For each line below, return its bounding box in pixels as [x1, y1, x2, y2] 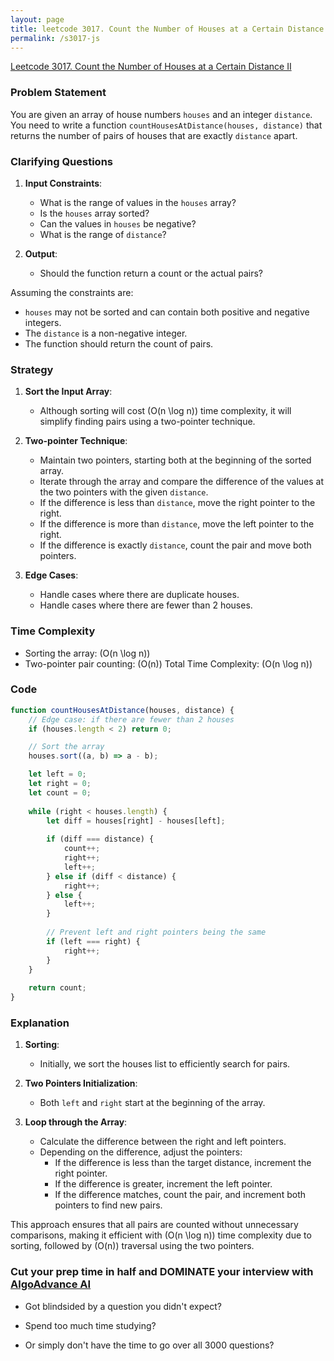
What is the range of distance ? [39, 228, 167, 240]
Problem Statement [10, 86, 107, 100]
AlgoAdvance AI [10, 1277, 92, 1291]
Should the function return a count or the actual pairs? [39, 267, 263, 279]
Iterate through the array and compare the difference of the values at [39, 476, 325, 488]
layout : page [10, 14, 65, 25]
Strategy [10, 362, 54, 376]
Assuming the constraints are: [10, 286, 134, 298]
